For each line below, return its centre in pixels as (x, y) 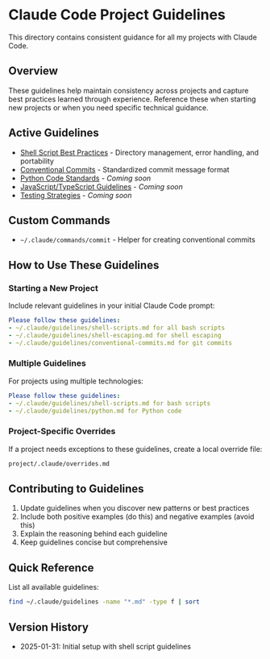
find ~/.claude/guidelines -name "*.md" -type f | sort (104, 602)
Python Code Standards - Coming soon (85, 178)
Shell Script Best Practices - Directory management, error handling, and (139, 152)
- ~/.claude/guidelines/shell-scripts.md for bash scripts (110, 403)
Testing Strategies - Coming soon (76, 195)
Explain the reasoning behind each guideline (93, 534)
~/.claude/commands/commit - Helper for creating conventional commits (137, 240)
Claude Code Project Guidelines (117, 15)
